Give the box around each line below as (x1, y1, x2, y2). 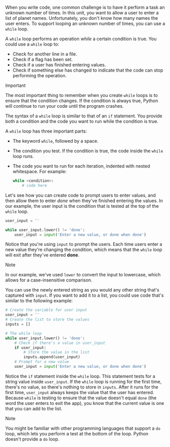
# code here (22, 183, 47, 188)
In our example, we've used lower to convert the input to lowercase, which (5, 272, 161, 278)
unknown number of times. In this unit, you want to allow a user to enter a (5, 10, 159, 16)
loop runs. (12, 153, 34, 159)
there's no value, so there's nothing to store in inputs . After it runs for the (5, 384, 158, 390)
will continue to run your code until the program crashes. (5, 103, 124, 109)
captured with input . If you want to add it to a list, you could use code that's (5, 292, 164, 299)
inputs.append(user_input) (23, 355, 81, 360)
